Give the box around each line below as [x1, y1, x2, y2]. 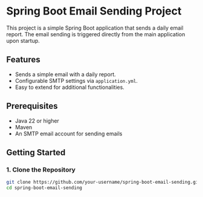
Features [6, 54, 40, 65]
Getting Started [6, 147, 66, 158]
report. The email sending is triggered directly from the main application [6, 30, 185, 37]
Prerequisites [6, 101, 58, 111]
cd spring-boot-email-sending [6, 185, 83, 191]
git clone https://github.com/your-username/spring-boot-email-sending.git [6, 179, 201, 186]
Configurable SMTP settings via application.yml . [14, 77, 138, 84]
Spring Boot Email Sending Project [6, 4, 182, 18]
